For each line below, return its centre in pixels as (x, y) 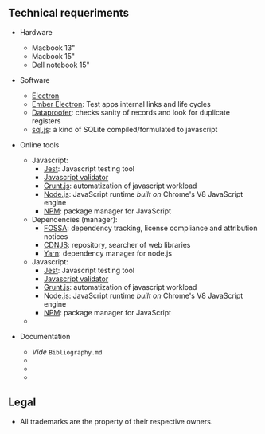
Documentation (45, 336)
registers (46, 121)
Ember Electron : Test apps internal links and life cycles (121, 104)
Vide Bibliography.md (67, 352)
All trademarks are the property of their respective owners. (116, 421)
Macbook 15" (53, 56)
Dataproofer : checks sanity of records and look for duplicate (131, 112)
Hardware (36, 32)
